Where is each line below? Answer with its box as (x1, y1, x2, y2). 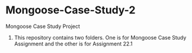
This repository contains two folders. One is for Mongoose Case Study (14, 34, 187, 41)
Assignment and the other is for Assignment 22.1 (14, 40, 133, 47)
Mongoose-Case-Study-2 (5, 3, 136, 17)
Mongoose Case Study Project (5, 23, 81, 30)
